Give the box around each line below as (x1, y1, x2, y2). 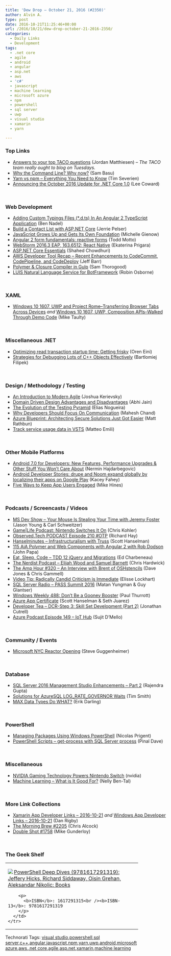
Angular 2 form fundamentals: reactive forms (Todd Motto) (12, 237, 136, 243)
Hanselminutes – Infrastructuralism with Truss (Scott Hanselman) (12, 538, 150, 544)
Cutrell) (12, 608, 29, 615)
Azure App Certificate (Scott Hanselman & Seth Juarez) (12, 598, 130, 604)
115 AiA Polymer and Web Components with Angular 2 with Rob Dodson (12, 543, 163, 549)
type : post (5, 17, 29, 22)
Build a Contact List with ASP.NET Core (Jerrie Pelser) (12, 226, 127, 232)
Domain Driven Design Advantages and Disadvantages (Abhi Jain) (12, 399, 152, 405)
